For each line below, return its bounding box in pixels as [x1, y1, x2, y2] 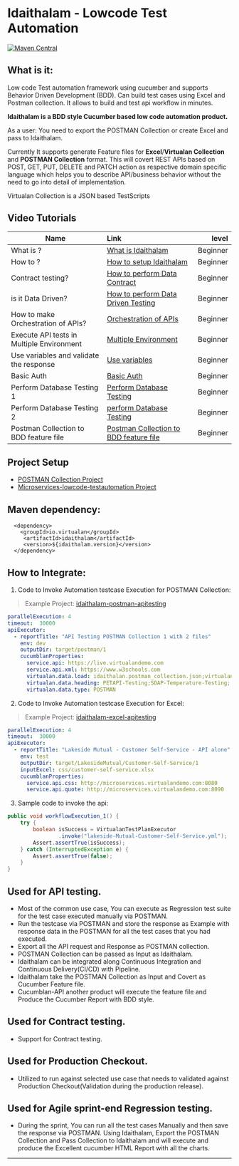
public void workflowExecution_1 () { [7, 813, 119, 820]
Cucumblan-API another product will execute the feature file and [17, 987, 207, 996]
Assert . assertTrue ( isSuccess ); [33, 839, 126, 846]
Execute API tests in [11, 330, 78, 340]
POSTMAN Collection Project [17, 475, 103, 484]
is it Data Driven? [11, 293, 68, 303]
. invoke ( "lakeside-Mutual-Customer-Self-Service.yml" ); [58, 832, 228, 840]
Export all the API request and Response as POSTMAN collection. [17, 942, 210, 950]
